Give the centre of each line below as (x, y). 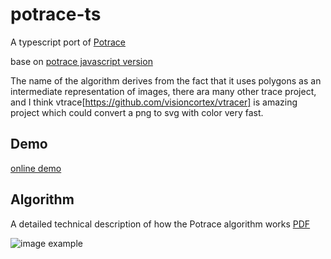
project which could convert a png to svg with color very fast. (137, 112)
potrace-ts (56, 14)
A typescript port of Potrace (68, 42)
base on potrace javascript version (81, 61)
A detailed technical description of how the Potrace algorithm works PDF (160, 224)
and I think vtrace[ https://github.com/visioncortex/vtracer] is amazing (154, 102)
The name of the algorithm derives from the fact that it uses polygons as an (166, 80)
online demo (36, 168)
